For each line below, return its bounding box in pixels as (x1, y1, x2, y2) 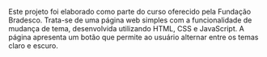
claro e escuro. (8, 41, 59, 51)
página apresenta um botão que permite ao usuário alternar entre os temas (8, 32, 259, 42)
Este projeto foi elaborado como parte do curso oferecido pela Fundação (8, 7, 252, 16)
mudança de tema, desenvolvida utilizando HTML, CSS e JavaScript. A (8, 24, 244, 33)
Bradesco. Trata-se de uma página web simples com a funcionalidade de (8, 15, 252, 25)
